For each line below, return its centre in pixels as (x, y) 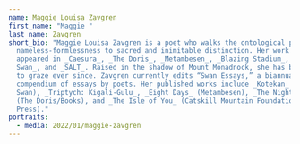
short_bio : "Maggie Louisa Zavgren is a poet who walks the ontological (147, 42)
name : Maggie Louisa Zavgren (63, 17)
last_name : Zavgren (45, 34)
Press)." (33, 109)
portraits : (29, 117)
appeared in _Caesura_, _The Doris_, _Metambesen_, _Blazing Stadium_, (153, 59)
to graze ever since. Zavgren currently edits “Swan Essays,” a (139, 76)
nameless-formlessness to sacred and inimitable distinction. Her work (153, 51)
